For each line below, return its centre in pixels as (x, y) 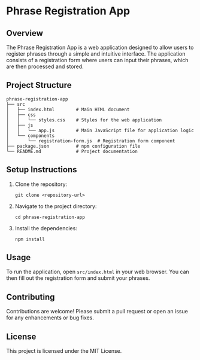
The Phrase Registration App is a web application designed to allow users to (100, 47)
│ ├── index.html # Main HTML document (68, 109)
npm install (30, 239)
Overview (25, 33)
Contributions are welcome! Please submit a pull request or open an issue (97, 312)
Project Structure (39, 85)
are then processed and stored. (45, 66)
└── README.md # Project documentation (72, 151)
